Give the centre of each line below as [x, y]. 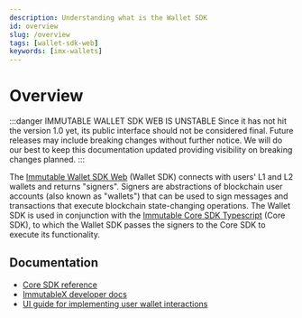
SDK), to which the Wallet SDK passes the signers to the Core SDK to [137, 225]
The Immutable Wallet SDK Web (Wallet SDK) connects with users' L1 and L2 [151, 177]
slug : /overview [40, 34]
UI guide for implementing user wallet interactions [115, 304]
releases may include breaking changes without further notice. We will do [146, 140]
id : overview [34, 26]
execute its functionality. [55, 235]
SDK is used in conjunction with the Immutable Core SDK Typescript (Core [147, 215]
